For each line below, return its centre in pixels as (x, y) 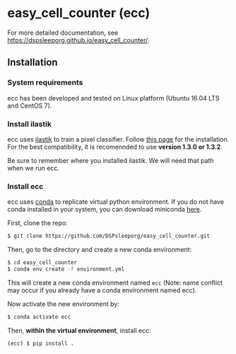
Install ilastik (29, 124)
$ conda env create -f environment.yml (66, 269)
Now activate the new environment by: (64, 304)
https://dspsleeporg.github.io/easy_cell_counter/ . (78, 40)
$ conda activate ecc (39, 316)
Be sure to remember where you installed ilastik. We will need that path (111, 160)
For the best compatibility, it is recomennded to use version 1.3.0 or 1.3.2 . (115, 147)
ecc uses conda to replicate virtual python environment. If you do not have (116, 202)
